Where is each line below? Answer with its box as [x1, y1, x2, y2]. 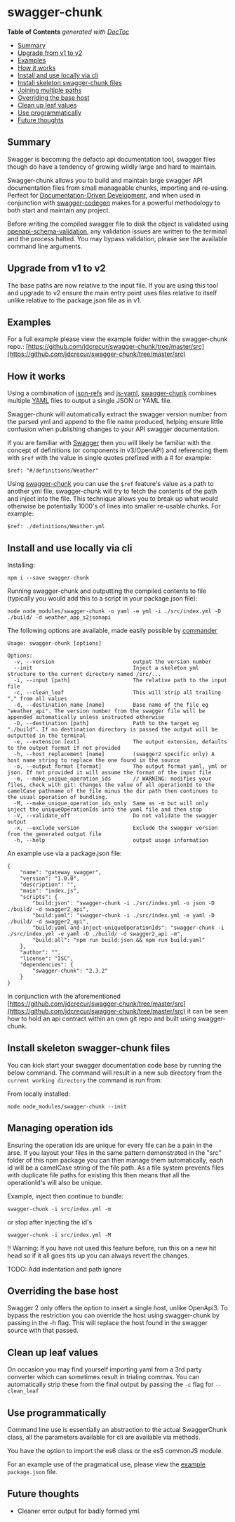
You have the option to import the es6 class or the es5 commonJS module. [7, 1447, 223, 1455]
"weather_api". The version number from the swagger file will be [7, 708, 206, 715]
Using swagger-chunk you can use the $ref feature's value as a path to [7, 480, 214, 488]
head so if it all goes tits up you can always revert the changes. [7, 1251, 189, 1260]
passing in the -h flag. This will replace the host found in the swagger [7, 1319, 208, 1327]
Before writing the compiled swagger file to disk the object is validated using [7, 219, 229, 228]
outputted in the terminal [7, 732, 86, 739]
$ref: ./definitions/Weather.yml [7, 523, 105, 530]
